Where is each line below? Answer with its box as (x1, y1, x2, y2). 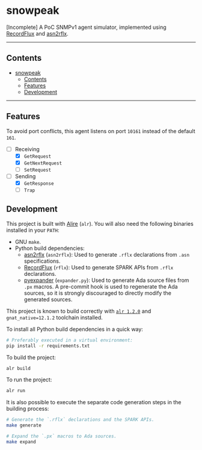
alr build (6, 365, 31, 371)
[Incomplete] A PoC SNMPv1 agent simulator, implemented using (6, 23, 167, 31)
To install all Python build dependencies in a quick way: (6, 325, 143, 333)
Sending (14, 172, 36, 180)
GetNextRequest (23, 160, 62, 166)
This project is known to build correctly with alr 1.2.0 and (6, 307, 151, 314)
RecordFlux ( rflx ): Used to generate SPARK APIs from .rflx (23, 263, 174, 271)
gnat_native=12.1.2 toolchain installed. (6, 314, 103, 321)
